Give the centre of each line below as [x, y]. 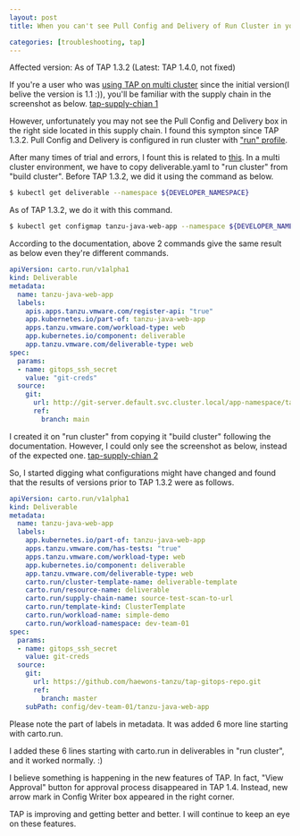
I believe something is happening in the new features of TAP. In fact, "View [146, 777]
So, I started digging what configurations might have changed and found [143, 473]
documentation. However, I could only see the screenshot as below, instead [148, 446]
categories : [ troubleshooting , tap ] [77, 42]
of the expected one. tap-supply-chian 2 [84, 455]
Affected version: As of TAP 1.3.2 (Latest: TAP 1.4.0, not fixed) [123, 67]
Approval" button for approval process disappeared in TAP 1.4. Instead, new [149, 787]
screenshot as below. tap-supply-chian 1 [84, 104]
